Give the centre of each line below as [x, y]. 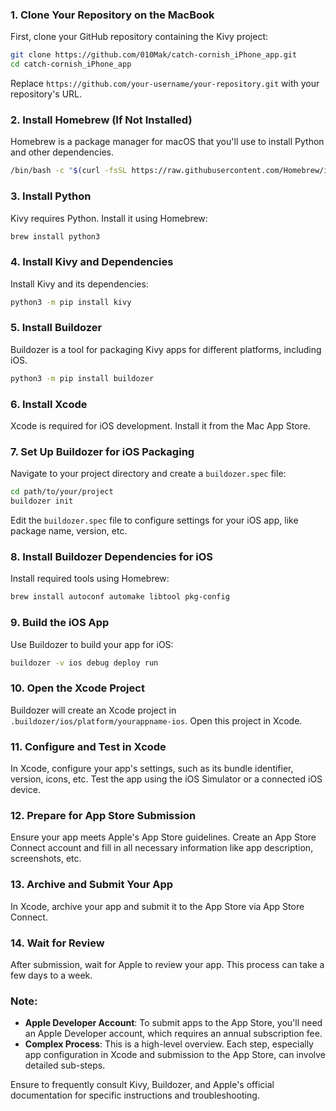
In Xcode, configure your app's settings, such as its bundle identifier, [152, 769]
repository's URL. [46, 94]
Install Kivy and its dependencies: [79, 284]
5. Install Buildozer [56, 328]
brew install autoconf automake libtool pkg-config [120, 597]
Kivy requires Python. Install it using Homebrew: [109, 218]
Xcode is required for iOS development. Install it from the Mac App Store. [160, 426]
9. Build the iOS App [60, 623]
